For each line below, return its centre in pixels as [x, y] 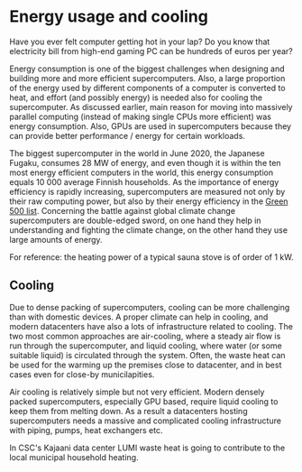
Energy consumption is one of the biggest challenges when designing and [147, 69]
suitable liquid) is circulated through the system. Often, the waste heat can [147, 355]
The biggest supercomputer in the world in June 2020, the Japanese [137, 153]
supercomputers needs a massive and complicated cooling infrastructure [146, 421]
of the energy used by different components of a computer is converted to [147, 88]
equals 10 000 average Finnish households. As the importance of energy [144, 181]
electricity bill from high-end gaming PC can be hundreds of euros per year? [151, 51]
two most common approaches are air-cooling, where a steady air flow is [145, 336]
